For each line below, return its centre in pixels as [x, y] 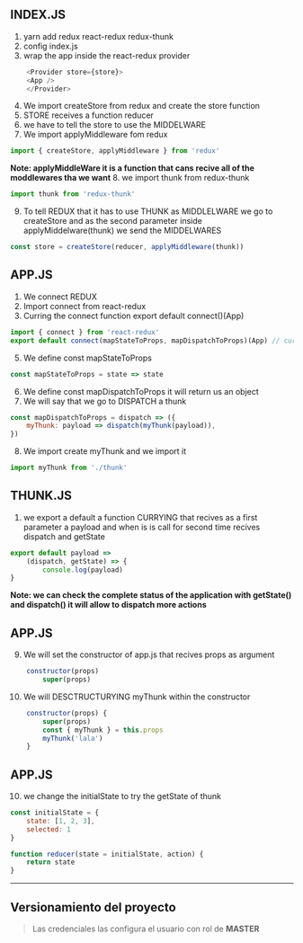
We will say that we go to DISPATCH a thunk [105, 401]
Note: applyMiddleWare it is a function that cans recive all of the [133, 168]
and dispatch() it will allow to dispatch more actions [109, 605]
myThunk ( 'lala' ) [73, 738]
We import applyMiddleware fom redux [96, 135]
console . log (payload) [83, 570]
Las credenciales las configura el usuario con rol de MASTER [146, 929]
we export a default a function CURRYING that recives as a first [140, 517]
